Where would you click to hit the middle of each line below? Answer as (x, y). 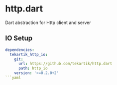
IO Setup (19, 38)
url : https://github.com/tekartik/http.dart (65, 64)
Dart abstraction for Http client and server (48, 22)
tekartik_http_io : (29, 54)
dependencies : (20, 50)
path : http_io (33, 68)
